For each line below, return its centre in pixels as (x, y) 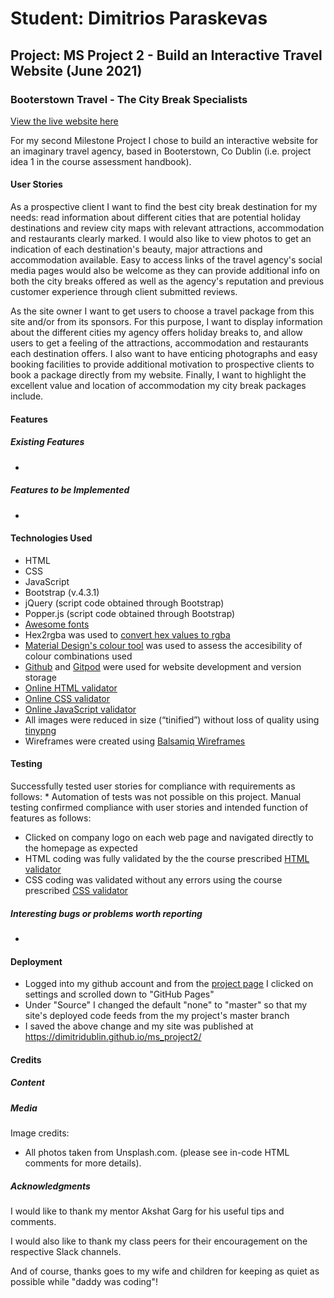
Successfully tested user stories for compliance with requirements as (153, 786)
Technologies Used (51, 538)
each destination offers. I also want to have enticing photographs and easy (164, 354)
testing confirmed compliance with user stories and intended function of (159, 808)
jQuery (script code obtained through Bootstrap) (124, 603)
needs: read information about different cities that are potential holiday (156, 218)
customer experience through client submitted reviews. (124, 292)
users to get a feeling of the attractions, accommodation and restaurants (159, 343)
